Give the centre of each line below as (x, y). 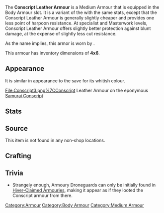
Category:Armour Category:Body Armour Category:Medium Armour (75, 205)
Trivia (14, 173)
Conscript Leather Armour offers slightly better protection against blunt (78, 28)
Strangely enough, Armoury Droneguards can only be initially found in (84, 185)
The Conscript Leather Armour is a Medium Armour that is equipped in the (82, 7)
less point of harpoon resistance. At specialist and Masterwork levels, (76, 23)
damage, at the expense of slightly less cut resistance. (61, 34)
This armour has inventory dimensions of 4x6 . (53, 53)
